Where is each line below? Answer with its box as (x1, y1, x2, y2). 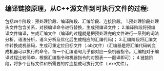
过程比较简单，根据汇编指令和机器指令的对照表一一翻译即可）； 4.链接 (9, 55, 149, 60)
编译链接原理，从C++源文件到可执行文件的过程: (5, 4, 149, 13)
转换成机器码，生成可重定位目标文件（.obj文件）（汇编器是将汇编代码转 (9, 43, 152, 48)
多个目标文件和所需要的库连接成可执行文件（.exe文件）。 (18, 60, 131, 66)
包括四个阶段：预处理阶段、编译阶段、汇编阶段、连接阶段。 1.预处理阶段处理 (5, 18, 159, 24)
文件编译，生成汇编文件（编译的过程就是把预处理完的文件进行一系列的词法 (9, 30, 159, 36)
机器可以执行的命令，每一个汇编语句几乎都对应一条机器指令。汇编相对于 (9, 48, 155, 54)
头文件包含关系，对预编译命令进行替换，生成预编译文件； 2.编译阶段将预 (5, 24, 151, 30)
